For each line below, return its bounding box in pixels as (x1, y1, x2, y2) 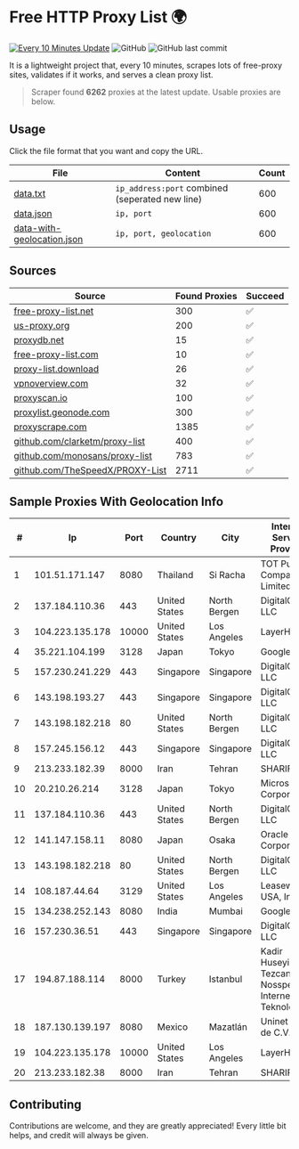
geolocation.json (13, 232, 84, 245)
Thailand (157, 569, 194, 582)
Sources (9, 264, 57, 279)
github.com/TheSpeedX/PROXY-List (13, 464, 167, 477)
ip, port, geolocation (115, 228, 212, 239)
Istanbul (208, 973, 243, 985)
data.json (13, 207, 53, 219)
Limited (260, 580, 292, 592)
